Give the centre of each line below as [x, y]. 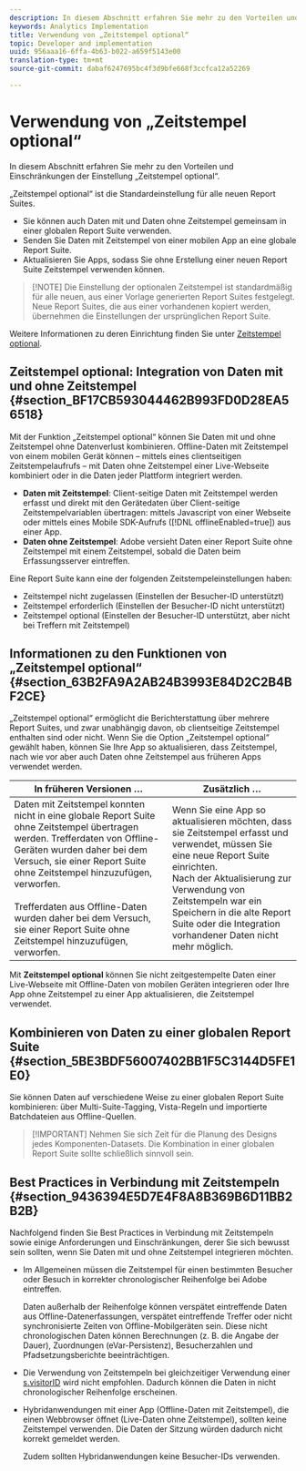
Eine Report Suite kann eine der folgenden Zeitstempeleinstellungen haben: [151, 578]
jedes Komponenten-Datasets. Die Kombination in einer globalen [153, 1144]
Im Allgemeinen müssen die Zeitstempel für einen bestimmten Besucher [158, 1270]
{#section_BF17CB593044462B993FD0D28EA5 [149, 400]
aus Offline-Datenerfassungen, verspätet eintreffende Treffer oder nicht [158, 1316]
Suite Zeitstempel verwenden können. [94, 269]
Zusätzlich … [232, 789]
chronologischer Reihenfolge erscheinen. [100, 1392]
